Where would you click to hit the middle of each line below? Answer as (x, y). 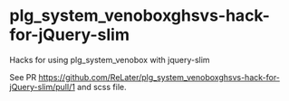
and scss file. (101, 87)
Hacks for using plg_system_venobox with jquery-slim (110, 60)
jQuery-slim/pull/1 (42, 87)
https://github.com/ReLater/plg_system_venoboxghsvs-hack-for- (159, 77)
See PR (23, 77)
